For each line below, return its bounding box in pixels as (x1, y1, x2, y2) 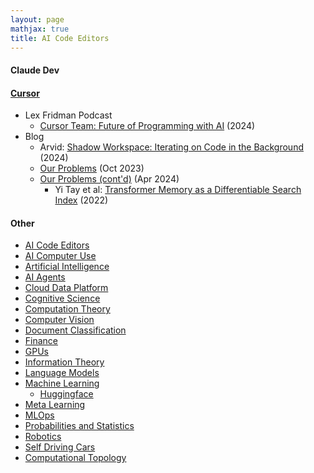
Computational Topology (24, 452, 127, 464)
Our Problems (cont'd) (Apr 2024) (39, 173, 180, 185)
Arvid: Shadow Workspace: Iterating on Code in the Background (39, 141, 304, 153)
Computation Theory (24, 303, 111, 315)
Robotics (24, 431, 62, 443)
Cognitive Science (24, 292, 101, 305)
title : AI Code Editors (10, 33, 110, 43)
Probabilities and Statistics (24, 420, 135, 432)
